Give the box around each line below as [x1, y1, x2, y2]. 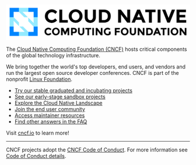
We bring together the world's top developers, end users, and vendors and [6, 63, 185, 70]
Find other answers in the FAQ [14, 118, 87, 125]
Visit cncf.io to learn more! [6, 129, 69, 136]
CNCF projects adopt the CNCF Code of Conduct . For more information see [6, 146, 188, 153]
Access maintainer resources [14, 112, 85, 119]
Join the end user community [14, 105, 86, 112]
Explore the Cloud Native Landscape [14, 99, 103, 106]
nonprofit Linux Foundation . [6, 75, 73, 82]
